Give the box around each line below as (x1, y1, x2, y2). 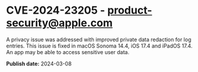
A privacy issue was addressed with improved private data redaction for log (6, 36, 191, 43)
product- (107, 4, 153, 17)
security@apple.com (6, 16, 113, 30)
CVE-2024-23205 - (6, 4, 105, 17)
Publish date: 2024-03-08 (6, 60, 72, 67)
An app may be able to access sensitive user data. (6, 48, 130, 55)
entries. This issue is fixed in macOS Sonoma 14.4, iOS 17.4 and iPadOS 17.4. (6, 42, 193, 49)
